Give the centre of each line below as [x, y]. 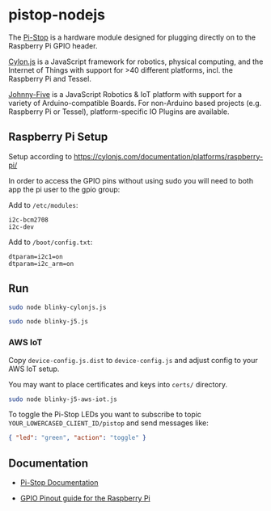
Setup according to [40, 156]
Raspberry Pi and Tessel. [50, 78]
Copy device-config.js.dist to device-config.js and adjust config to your [133, 360]
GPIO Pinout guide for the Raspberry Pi [85, 498]
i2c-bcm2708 [28, 220]
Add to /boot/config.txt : [51, 242]
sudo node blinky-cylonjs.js [57, 307]
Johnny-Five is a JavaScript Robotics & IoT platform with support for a [125, 94]
